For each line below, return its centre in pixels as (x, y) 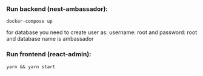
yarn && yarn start (31, 67)
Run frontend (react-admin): (49, 54)
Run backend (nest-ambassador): (57, 9)
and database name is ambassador (50, 39)
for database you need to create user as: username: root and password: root (102, 32)
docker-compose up (29, 22)
